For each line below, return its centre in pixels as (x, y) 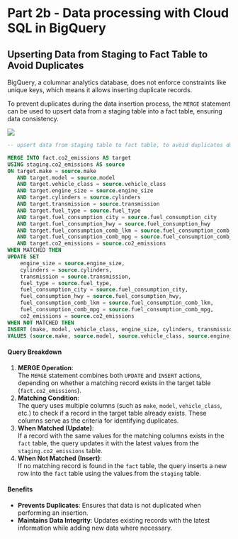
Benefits (20, 489)
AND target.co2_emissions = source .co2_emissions (91, 244)
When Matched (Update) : (56, 428)
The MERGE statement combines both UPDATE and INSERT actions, (110, 375)
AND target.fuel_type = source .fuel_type (79, 211)
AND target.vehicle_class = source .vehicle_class (91, 184)
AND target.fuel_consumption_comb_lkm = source (88, 230)
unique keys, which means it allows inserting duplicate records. (100, 90)
